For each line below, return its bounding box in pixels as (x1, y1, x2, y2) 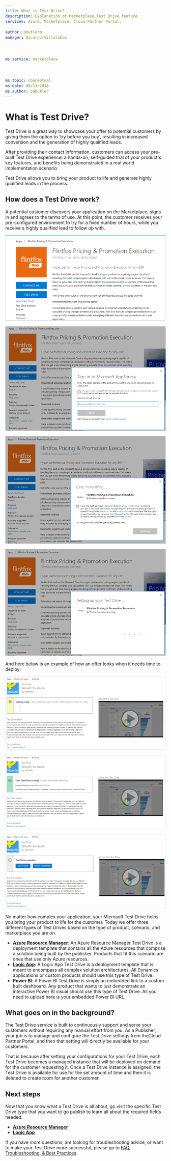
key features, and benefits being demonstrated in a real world (5, 159, 135, 165)
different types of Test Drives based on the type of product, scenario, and (5, 924, 160, 930)
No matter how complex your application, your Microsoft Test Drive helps (5, 914, 159, 920)
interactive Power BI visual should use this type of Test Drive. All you (12, 988, 157, 995)
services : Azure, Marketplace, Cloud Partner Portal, (5, 19, 122, 24)
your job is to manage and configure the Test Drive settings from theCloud (5, 1033, 161, 1039)
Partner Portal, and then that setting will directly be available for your (5, 1038, 150, 1044)
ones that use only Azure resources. (12, 956, 89, 962)
